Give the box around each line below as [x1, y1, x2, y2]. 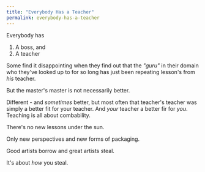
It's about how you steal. [6, 159, 69, 166]
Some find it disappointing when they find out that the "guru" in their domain [6, 62, 199, 69]
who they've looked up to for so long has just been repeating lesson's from [6, 68, 196, 75]
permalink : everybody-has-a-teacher [6, 15, 100, 21]
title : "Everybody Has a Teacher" [6, 9, 95, 15]
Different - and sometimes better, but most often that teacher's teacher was [6, 99, 197, 106]
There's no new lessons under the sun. [6, 123, 105, 130]
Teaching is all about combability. [6, 111, 91, 119]
